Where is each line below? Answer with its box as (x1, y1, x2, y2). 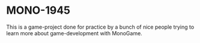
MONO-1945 (6, 4, 71, 17)
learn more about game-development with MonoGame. (6, 29, 142, 36)
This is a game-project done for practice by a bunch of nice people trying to (6, 23, 195, 30)
